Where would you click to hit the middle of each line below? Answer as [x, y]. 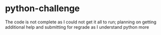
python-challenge [42, 9]
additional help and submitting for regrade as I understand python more [77, 27]
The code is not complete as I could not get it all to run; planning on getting [81, 22]
